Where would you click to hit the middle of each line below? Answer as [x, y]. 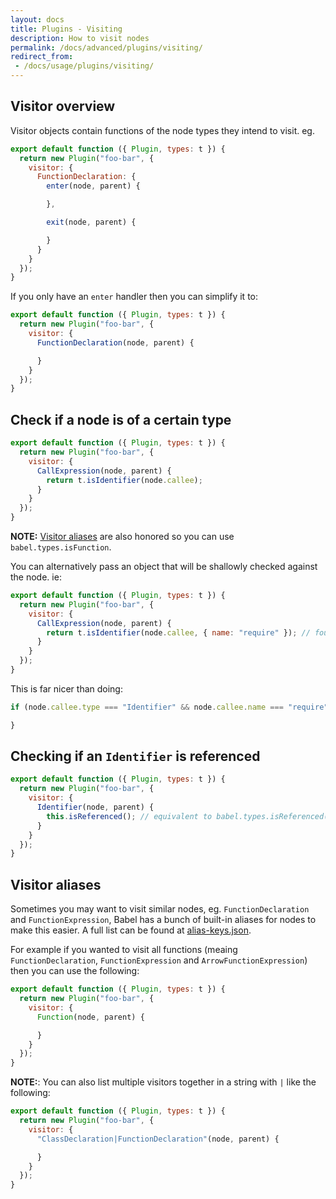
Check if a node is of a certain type [121, 419]
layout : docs [37, 19]
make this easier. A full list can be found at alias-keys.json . [131, 930]
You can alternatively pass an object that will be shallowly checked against [164, 566]
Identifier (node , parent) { [95, 807]
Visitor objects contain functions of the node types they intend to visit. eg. [162, 130]
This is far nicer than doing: [66, 688]
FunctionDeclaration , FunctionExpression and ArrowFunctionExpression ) [159, 960]
